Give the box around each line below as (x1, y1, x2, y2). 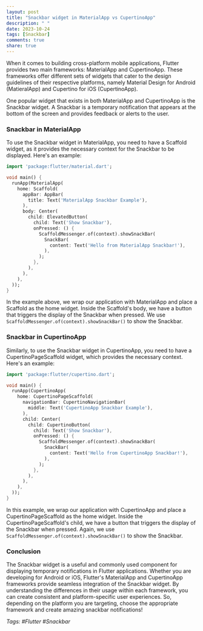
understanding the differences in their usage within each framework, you (6, 587, 188, 594)
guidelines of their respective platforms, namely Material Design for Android (6, 78, 196, 86)
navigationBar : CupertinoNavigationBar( (22, 399, 126, 406)
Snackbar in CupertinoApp (6, 333, 87, 341)
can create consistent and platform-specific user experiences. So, (6, 593, 171, 601)
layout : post (6, 9, 39, 15)
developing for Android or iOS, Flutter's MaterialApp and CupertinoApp (6, 574, 183, 581)
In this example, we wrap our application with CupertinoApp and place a (6, 506, 186, 513)
